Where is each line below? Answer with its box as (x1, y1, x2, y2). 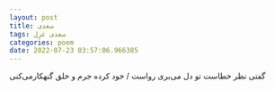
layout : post (9, 12, 58, 22)
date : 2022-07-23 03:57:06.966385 (9, 46, 139, 55)
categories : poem (9, 37, 75, 47)
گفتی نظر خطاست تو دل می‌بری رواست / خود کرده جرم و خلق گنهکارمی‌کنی (9, 70, 266, 81)
